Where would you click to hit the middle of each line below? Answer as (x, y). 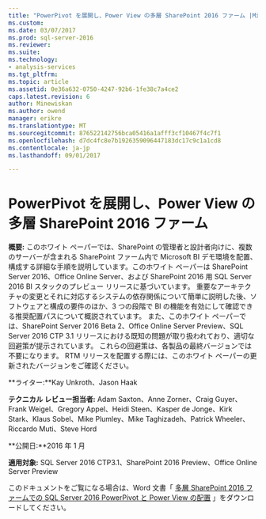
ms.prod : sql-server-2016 (51, 38)
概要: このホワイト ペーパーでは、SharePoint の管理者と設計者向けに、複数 (130, 247)
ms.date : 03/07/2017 (42, 30)
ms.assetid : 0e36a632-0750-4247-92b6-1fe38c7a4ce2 (93, 89)
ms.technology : (33, 60)
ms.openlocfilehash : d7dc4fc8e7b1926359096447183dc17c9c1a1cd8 (115, 140)
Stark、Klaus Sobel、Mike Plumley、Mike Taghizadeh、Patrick (111, 419)
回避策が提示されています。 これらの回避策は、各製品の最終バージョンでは (130, 346)
